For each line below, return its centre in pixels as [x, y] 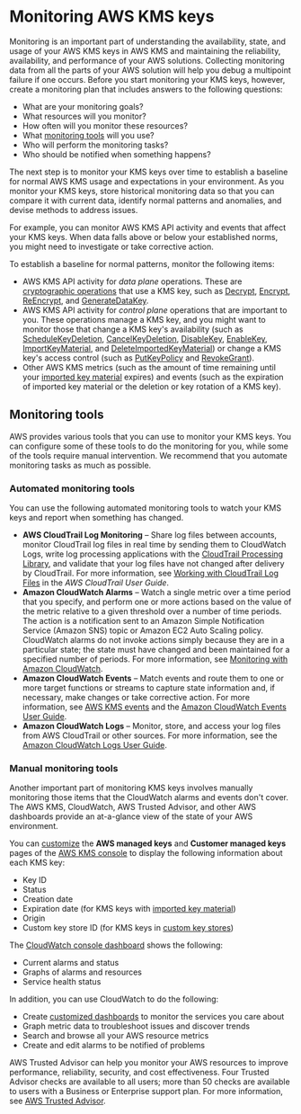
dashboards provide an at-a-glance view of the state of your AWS [131, 816]
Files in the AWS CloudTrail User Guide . [95, 583]
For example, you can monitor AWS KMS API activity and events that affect [147, 227]
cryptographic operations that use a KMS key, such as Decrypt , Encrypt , [156, 290]
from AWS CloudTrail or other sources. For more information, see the [150, 735]
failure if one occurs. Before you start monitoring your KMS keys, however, [147, 79]
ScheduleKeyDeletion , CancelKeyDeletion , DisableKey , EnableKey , [145, 338]
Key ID [35, 880]
